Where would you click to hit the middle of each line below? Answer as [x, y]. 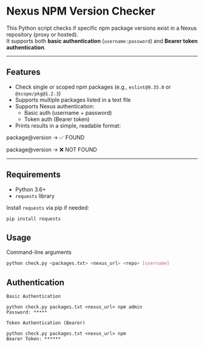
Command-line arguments [39, 252]
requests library [35, 196]
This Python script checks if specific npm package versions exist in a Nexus [102, 28]
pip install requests [34, 219]
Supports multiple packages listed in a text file [73, 100]
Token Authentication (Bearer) [46, 323]
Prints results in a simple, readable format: [68, 125]
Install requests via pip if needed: [48, 207]
